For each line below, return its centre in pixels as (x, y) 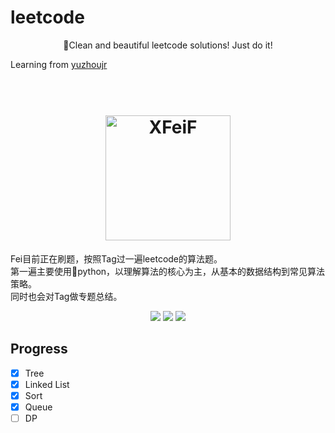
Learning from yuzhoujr (59, 64)
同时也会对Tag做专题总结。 (66, 296)
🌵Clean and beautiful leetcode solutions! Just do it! (168, 45)
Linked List (47, 384)
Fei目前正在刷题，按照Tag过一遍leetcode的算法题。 (116, 258)
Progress (39, 349)
